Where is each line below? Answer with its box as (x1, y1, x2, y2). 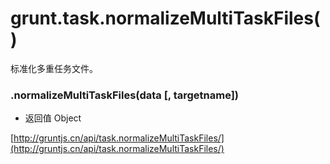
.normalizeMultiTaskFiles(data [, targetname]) (10, 88, 240, 102)
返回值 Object (24, 112, 82, 124)
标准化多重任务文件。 (10, 62, 98, 74)
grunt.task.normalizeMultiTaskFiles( (10, 7, 321, 30)
